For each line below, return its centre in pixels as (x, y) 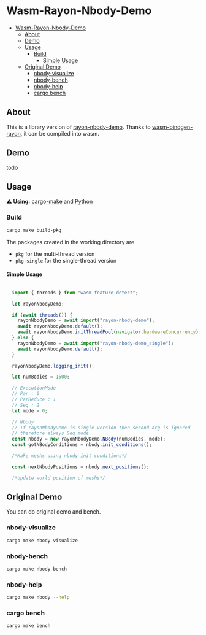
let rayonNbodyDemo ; (38, 304)
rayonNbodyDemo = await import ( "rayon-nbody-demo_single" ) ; (96, 343)
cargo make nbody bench (37, 569)
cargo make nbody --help (38, 598)
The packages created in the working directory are (71, 242)
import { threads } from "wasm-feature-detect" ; (75, 293)
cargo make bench (29, 626)
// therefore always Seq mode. (52, 433)
